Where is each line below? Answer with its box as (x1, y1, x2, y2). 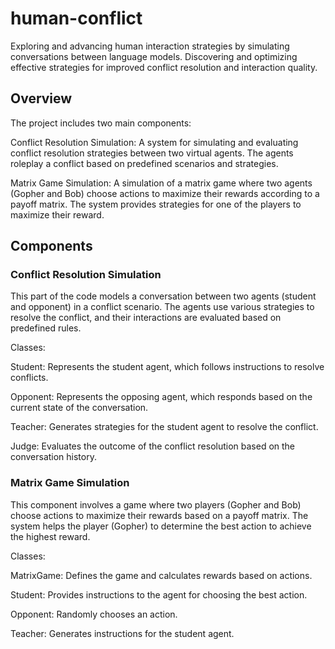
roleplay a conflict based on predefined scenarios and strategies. (10, 157, 279, 169)
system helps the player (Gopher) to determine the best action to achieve (10, 520, 312, 532)
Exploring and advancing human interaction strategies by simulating (10, 40, 290, 52)
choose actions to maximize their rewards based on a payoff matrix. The (10, 509, 309, 521)
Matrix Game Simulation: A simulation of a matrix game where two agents (10, 177, 313, 189)
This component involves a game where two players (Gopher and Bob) (10, 498, 302, 511)
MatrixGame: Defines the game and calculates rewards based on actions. (10, 569, 313, 581)
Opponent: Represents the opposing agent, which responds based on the (10, 391, 313, 403)
